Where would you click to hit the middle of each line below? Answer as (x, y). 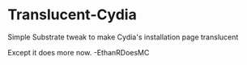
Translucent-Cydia (72, 15)
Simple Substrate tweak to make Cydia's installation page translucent (123, 37)
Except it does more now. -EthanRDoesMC (79, 52)
